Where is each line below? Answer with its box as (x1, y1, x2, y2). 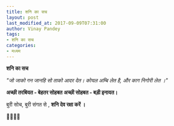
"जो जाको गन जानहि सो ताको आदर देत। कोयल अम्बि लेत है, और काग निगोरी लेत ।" (6, 77, 169, 84)
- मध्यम (6, 48, 21, 54)
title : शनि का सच (6, 8, 48, 15)
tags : (6, 31, 20, 37)
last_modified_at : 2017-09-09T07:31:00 (6, 20, 107, 26)
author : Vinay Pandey (6, 25, 61, 32)
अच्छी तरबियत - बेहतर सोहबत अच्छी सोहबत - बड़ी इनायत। (6, 89, 118, 96)
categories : (6, 43, 36, 49)
